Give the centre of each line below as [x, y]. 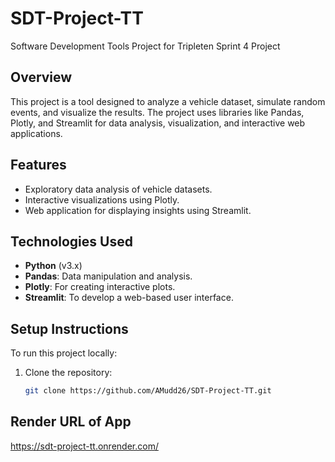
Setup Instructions [69, 328]
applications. [36, 133]
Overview [41, 77]
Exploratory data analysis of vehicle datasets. [118, 189]
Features [38, 165]
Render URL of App [71, 422]
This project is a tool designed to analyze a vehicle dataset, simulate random [168, 101]
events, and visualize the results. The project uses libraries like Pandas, [157, 112]
